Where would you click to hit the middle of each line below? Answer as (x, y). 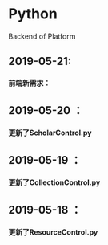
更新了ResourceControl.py (53, 232)
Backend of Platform (42, 36)
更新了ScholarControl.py (50, 133)
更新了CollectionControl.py (54, 182)
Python (33, 14)
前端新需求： (29, 83)
